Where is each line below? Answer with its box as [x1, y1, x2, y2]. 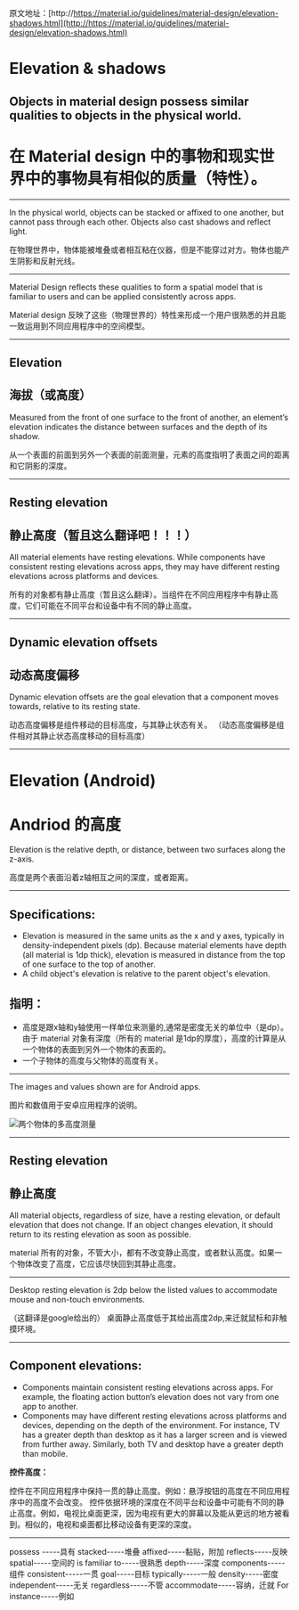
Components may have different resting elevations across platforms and [21, 1410, 287, 1421]
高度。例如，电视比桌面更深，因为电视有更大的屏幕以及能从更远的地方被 [16, 1508, 282, 1518]
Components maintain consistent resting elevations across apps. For [21, 1382, 274, 1393]
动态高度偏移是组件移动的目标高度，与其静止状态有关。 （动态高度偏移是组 [9, 720, 285, 731]
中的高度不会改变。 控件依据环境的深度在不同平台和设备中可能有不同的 [16, 1496, 277, 1508]
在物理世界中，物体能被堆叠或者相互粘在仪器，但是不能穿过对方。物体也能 [9, 244, 282, 255]
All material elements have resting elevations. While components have [9, 552, 266, 562]
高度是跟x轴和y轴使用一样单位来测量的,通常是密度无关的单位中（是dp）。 [21, 1021, 289, 1032]
